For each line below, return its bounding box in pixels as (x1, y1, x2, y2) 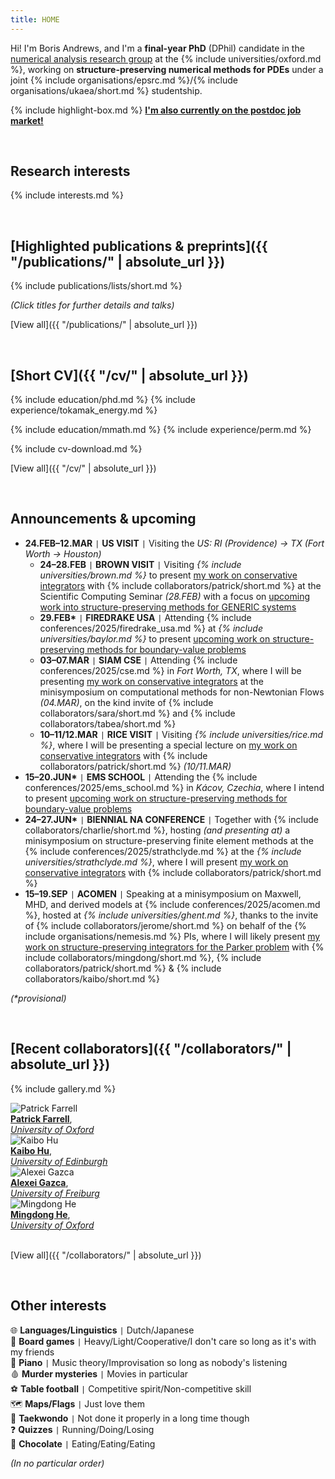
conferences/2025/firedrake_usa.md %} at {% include (39, 622, 263, 634)
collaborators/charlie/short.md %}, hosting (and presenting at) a (24, 824, 291, 836)
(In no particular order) (10, 1457, 105, 1469)
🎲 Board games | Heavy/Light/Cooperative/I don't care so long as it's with (10, 1335, 317, 1347)
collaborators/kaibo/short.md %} (24, 972, 161, 985)
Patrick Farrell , (10, 1112, 73, 1125)
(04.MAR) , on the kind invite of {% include (39, 696, 214, 708)
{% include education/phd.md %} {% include (10, 394, 196, 406)
